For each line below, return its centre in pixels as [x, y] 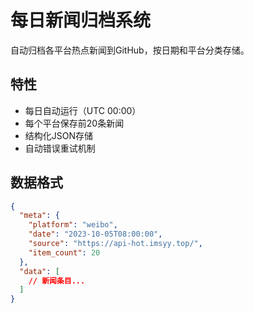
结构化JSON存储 [59, 135]
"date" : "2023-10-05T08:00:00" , [95, 234]
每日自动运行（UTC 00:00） [83, 110]
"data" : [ [39, 271]
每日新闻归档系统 [81, 20]
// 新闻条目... [57, 281]
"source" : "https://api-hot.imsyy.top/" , [115, 244]
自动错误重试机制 [60, 148]
